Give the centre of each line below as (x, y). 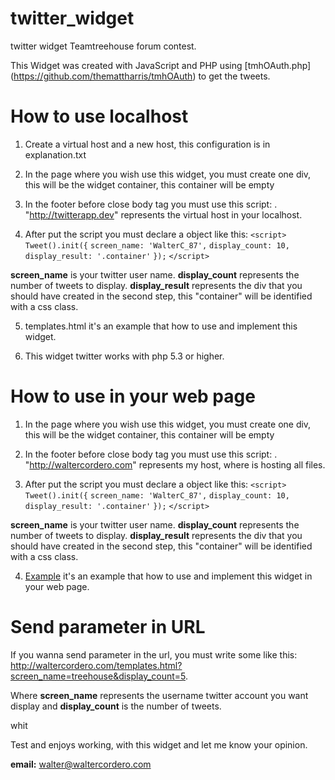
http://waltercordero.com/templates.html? (96, 665)
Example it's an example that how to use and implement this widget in (168, 576)
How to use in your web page (133, 396)
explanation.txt (55, 154)
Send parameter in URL (108, 627)
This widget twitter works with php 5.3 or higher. (124, 356)
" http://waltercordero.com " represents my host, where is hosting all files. (175, 464)
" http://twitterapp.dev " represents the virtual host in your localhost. (163, 214)
